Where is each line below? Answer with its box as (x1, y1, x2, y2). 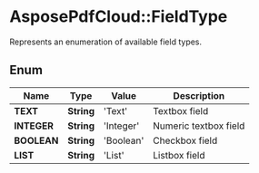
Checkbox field (153, 134, 218, 147)
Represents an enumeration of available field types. (9, 36, 203, 47)
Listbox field (153, 149, 205, 161)
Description (173, 89, 225, 101)
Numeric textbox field (153, 120, 245, 132)
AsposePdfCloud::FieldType (9, 6, 228, 27)
